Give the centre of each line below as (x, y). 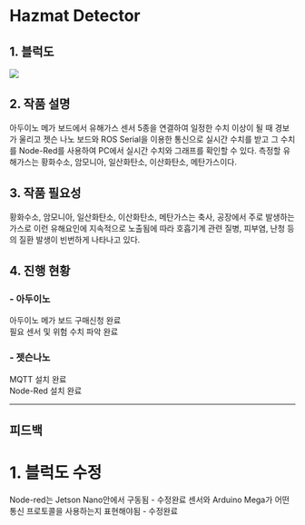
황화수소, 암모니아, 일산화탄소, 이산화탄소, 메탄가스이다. (139, 162)
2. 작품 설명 (40, 104)
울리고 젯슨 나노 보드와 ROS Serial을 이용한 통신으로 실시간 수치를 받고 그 (148, 139)
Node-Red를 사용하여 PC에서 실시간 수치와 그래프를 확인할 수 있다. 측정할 (150, 150)
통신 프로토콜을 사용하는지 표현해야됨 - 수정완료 (94, 510)
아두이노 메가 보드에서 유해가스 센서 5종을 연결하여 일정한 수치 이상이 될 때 (141, 127)
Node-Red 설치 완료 (46, 391)
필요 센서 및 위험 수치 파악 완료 (64, 332)
